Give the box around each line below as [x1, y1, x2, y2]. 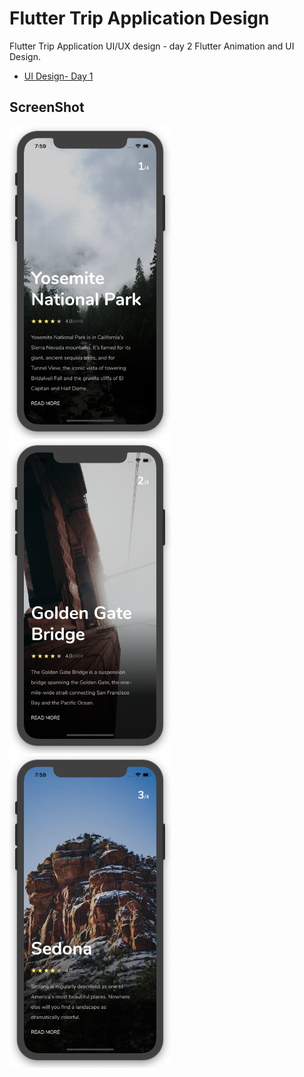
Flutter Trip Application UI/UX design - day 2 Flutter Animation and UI [9, 40, 295, 52]
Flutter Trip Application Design [9, 7, 270, 30]
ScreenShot [9, 99, 85, 116]
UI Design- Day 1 [23, 70, 94, 82]
